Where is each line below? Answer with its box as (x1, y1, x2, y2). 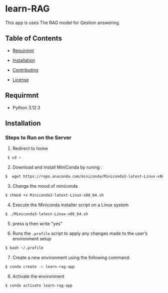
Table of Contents (5, 34, 62, 43)
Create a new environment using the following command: (12, 254, 130, 260)
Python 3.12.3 (12, 104, 40, 110)
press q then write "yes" (12, 220, 63, 226)
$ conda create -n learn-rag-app (5, 264, 75, 269)
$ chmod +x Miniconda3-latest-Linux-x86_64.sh (5, 193, 104, 198)
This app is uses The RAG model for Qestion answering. (5, 20, 120, 26)
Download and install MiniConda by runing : (12, 164, 102, 171)
